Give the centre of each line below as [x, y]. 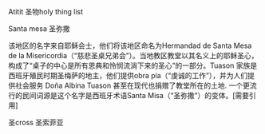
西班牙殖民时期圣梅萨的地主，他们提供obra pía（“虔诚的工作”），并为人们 [128, 75]
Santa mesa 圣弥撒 [39, 29]
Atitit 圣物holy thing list [46, 12]
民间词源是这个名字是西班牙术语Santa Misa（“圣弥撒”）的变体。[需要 [136, 95]
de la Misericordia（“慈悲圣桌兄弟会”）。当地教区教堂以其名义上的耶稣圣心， [133, 55]
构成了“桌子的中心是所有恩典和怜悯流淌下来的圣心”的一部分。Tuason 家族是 [133, 65]
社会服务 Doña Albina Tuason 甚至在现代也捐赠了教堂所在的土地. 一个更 [132, 85]
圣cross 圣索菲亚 [36, 122]
